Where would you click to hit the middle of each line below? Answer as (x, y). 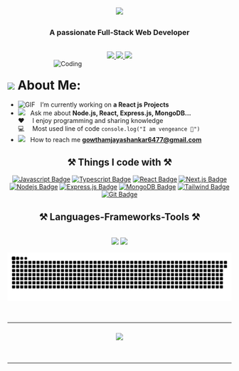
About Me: (49, 85)
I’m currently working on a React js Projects (105, 104)
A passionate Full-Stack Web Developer (119, 33)
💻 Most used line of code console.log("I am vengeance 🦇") (109, 129)
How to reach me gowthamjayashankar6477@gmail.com (116, 140)
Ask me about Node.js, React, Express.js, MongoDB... (111, 113)
